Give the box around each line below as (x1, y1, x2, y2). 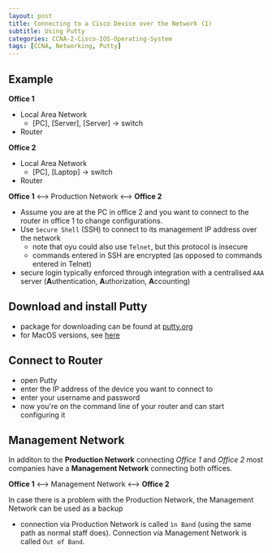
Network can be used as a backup (8, 503, 123, 513)
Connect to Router (8, 354, 103, 368)
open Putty (19, 375, 58, 385)
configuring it (19, 410, 66, 420)
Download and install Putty (8, 300, 148, 314)
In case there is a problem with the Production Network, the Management (8, 495, 254, 505)
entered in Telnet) (32, 259, 92, 268)
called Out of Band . (19, 537, 85, 546)
